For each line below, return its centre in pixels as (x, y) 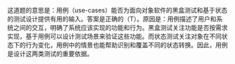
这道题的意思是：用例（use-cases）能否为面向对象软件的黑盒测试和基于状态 (117, 10)
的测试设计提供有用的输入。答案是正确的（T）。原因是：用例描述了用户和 (112, 19)
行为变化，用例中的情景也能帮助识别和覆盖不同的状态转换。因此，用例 (127, 45)
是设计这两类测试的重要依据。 (50, 54)
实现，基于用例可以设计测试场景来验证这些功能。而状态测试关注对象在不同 (114, 36)
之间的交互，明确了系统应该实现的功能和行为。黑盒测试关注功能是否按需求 (120, 27)
